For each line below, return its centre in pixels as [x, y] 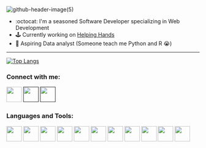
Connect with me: [33, 76]
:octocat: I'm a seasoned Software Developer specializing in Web [97, 21]
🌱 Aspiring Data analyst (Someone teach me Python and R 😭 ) [93, 43]
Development [32, 28]
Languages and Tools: [40, 116]
